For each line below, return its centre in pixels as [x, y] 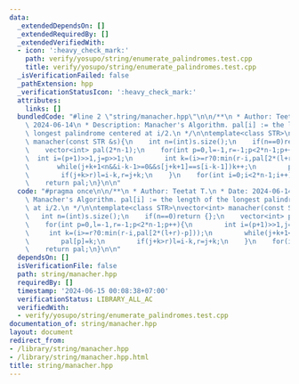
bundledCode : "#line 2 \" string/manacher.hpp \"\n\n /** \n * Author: [145, 117]
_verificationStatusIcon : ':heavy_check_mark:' [107, 92]
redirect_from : [37, 340]
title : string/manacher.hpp [61, 365]
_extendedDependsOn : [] [61, 26]
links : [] [44, 109]
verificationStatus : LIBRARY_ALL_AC [85, 299]
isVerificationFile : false [67, 266]
